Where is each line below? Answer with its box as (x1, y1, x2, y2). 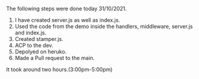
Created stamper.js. (14, 36, 64, 42)
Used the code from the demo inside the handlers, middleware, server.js (14, 23, 193, 30)
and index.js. (14, 29, 47, 36)
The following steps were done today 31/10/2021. (6, 5, 127, 12)
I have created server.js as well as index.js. (14, 17, 121, 23)
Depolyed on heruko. (14, 48, 67, 55)
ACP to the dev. (14, 42, 54, 49)
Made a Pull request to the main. (14, 55, 95, 61)
